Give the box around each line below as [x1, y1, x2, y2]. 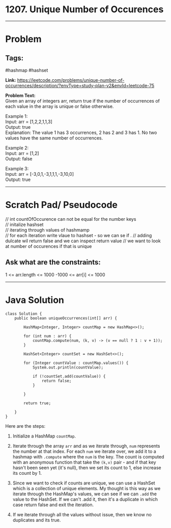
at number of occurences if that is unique [5, 243, 92, 249]
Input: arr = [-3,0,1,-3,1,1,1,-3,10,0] [5, 171, 74, 177]
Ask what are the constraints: [5, 258, 101, 267]
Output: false [5, 155, 33, 162]
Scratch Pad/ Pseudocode [5, 199, 118, 211]
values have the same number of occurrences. [5, 134, 103, 141]
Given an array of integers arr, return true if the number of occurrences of [5, 98, 160, 104]
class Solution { [5, 311, 42, 316]
